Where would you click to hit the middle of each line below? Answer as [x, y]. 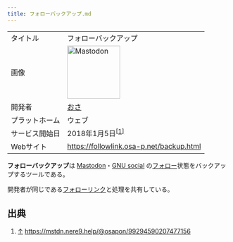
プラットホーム [36, 120]
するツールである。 [41, 174]
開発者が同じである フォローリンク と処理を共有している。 [90, 189]
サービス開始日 [36, 133]
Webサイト [29, 147]
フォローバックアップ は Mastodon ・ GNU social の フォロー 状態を [101, 165]
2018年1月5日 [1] [96, 133]
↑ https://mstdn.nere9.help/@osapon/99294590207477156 [104, 231]
